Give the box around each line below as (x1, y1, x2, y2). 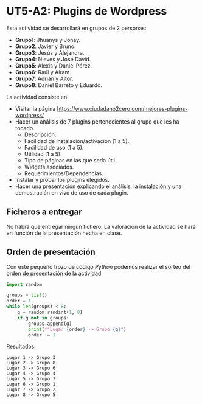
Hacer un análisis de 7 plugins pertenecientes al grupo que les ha (15, 117, 179, 125)
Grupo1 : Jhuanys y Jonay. (15, 36, 81, 43)
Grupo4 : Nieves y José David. (15, 55, 91, 63)
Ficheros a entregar (6, 207, 82, 217)
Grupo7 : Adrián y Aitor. (15, 75, 74, 82)
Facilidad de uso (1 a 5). (24, 144, 84, 151)
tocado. (15, 124, 35, 131)
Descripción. (24, 131, 57, 138)
